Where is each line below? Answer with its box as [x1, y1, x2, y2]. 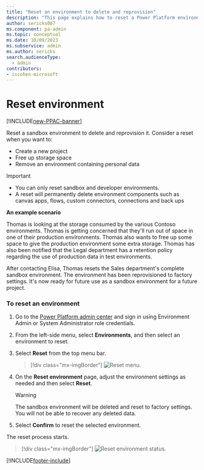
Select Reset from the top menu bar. [15, 349, 106, 357]
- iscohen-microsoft [6, 71, 59, 77]
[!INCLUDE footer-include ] [6, 457, 71, 465]
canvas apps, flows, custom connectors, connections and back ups [15, 197, 185, 205]
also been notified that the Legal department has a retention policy [6, 247, 173, 254]
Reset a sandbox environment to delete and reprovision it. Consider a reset [6, 129, 194, 137]
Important [6, 172, 31, 180]
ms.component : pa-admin [6, 26, 67, 32]
